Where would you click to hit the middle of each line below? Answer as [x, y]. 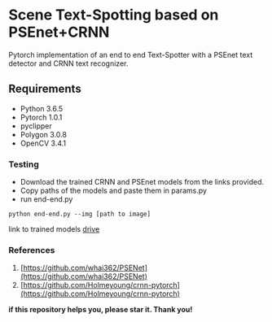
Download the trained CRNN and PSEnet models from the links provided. [142, 182]
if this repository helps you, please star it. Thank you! [101, 310]
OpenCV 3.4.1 [43, 143]
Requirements [45, 89]
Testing [24, 164]
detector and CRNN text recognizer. [68, 63]
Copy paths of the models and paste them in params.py [114, 191]
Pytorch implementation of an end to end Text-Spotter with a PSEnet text [131, 54]
